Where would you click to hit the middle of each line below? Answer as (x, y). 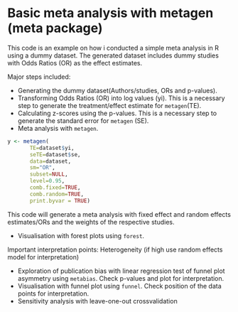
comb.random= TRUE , (56, 194)
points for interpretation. (53, 294)
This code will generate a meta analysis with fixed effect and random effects (119, 214)
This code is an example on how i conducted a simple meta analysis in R (113, 48)
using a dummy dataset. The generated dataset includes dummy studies (113, 55)
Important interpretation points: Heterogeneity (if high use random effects (115, 249)
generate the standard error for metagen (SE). (83, 120)
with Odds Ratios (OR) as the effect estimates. (75, 63)
